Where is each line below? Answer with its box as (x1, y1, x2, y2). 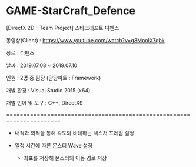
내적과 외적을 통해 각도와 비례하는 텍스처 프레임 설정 (14, 129, 134, 136)
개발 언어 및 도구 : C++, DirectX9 (6, 99, 84, 106)
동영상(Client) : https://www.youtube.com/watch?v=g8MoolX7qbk (6, 36, 165, 44)
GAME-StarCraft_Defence (6, 4, 135, 18)
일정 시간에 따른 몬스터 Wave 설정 (14, 142, 93, 149)
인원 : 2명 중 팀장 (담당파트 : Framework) (6, 74, 101, 81)
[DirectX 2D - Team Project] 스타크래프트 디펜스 (6, 24, 119, 31)
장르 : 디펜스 (6, 49, 35, 56)
